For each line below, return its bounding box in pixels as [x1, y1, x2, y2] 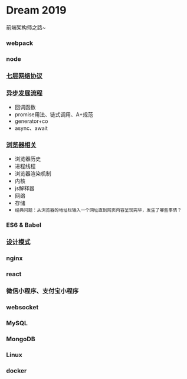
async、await [14, 125, 48, 132]
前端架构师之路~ [6, 24, 46, 31]
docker [6, 367, 27, 375]
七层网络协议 [6, 71, 43, 80]
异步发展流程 [6, 89, 43, 97]
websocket [6, 303, 39, 311]
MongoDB [6, 335, 35, 343]
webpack [6, 39, 34, 47]
